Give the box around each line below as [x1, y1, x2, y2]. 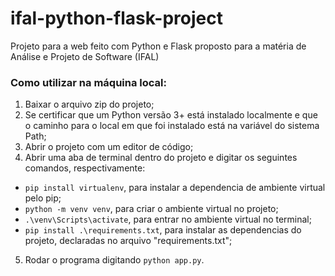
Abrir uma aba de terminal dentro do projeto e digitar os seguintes [24, 152, 298, 164]
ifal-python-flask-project [10, 7, 223, 30]
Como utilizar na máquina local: [10, 75, 167, 89]
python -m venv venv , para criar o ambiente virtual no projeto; [24, 203, 279, 215]
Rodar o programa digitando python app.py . [24, 254, 205, 266]
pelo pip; [24, 192, 62, 204]
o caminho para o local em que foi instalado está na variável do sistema [24, 120, 320, 132]
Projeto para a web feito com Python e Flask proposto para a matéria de [10, 40, 307, 52]
